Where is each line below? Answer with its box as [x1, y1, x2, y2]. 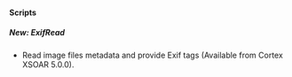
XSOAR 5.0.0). [21, 58, 75, 70]
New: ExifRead [9, 27, 65, 38]
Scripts [9, 7, 37, 18]
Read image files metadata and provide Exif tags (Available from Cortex [21, 50, 284, 60]
